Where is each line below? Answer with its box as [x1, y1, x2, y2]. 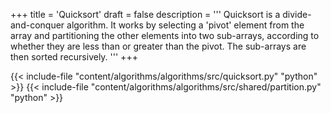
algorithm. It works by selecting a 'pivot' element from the [66, 19, 305, 31]
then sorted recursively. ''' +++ [10, 51, 138, 63]
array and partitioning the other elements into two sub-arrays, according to [10, 30, 320, 41]
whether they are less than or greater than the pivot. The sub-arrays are [10, 40, 307, 52]
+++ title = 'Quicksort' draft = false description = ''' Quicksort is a [10, 9, 281, 20]
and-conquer [10, 19, 65, 31]
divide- [282, 9, 312, 20]
